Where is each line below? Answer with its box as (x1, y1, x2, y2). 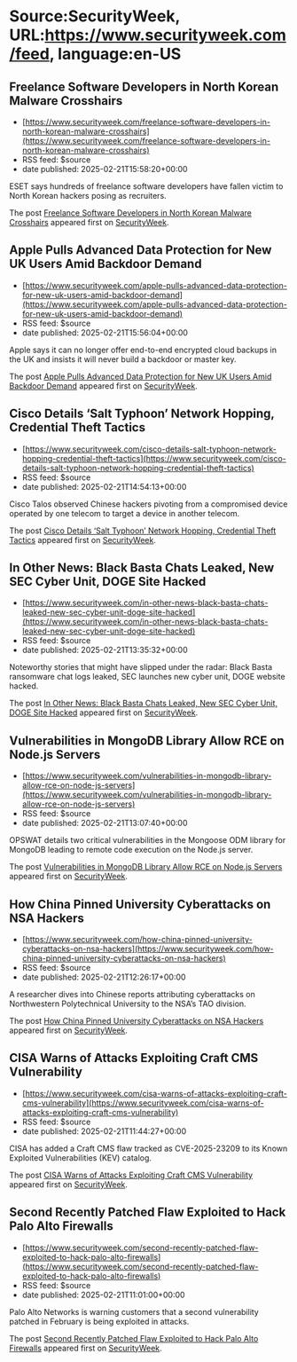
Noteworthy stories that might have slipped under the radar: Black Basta (9, 662, 273, 673)
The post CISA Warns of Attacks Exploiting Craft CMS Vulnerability (9, 1169, 254, 1180)
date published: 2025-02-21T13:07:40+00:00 (21, 818, 188, 829)
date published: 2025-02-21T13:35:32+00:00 (21, 645, 188, 656)
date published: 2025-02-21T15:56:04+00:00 (21, 327, 189, 338)
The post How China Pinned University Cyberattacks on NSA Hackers (9, 1016, 264, 1027)
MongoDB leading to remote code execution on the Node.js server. (9, 845, 254, 855)
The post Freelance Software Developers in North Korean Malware (9, 208, 253, 218)
